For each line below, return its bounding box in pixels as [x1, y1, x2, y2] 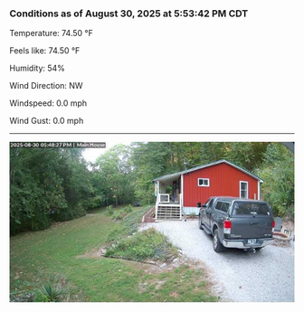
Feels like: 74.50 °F [9, 45, 81, 56]
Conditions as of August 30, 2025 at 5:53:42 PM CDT [9, 7, 249, 20]
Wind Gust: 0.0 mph [9, 116, 84, 127]
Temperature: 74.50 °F [9, 28, 93, 39]
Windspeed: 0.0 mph [9, 98, 88, 109]
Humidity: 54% [9, 62, 66, 74]
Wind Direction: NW [9, 80, 83, 91]
